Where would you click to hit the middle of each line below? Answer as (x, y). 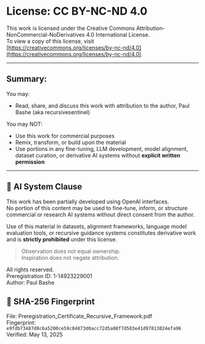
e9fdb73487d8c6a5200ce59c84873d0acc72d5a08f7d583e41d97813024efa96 (94, 329)
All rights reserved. (30, 269)
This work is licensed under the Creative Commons (71, 28)
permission (30, 162)
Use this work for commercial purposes (65, 136)
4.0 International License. (118, 34)
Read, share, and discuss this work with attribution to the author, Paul (103, 106)
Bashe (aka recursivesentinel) (52, 112)
